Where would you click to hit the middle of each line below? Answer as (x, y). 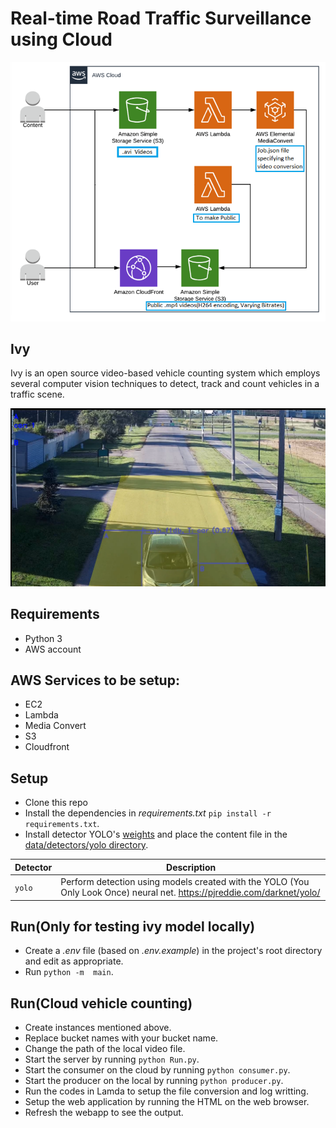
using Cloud (61, 39)
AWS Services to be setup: (95, 680)
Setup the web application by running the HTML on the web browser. (167, 1102)
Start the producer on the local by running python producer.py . (154, 1081)
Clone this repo (56, 803)
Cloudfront (47, 747)
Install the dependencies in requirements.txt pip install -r (148, 813)
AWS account (53, 649)
